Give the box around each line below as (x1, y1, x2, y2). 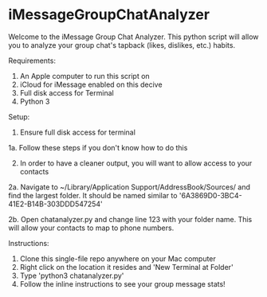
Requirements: (8, 56, 56, 65)
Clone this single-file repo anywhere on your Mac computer (19, 253, 217, 264)
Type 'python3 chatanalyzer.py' (19, 271, 124, 280)
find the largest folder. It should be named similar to (8, 190, 178, 200)
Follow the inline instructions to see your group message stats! (19, 279, 226, 288)
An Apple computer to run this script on (19, 71, 150, 80)
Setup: (8, 111, 30, 121)
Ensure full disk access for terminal (19, 127, 135, 137)
